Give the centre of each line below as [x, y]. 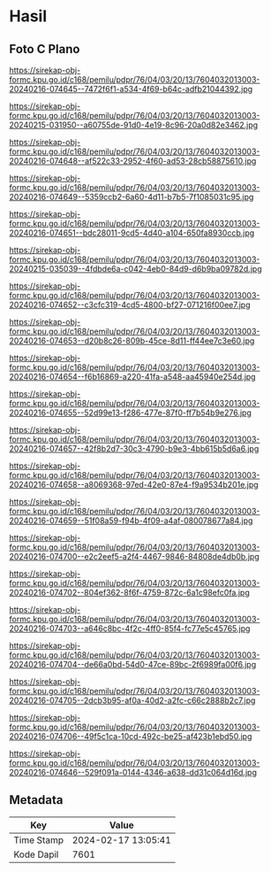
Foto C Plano [45, 49]
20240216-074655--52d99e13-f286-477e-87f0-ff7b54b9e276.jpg [130, 413]
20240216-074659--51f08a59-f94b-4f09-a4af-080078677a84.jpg [131, 521]
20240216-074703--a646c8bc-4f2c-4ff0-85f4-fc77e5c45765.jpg [130, 629]
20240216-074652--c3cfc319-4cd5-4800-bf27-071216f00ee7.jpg [130, 305]
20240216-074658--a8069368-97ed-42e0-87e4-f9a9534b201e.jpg [134, 485]
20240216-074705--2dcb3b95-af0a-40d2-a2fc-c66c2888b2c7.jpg [132, 700]
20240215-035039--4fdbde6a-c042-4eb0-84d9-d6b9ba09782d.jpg [135, 269]
